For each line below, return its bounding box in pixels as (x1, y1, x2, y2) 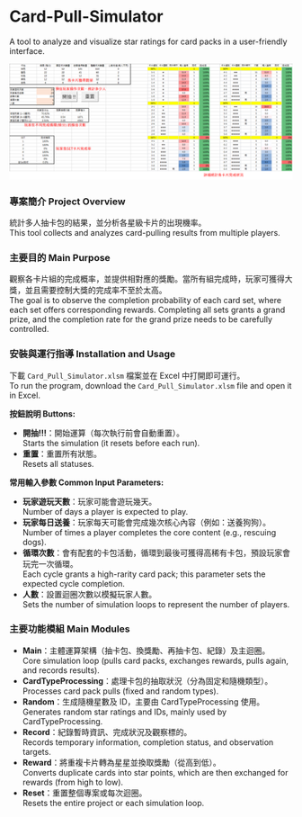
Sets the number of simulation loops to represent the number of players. (22, 598, 290, 609)
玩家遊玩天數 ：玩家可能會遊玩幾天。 (22, 496, 157, 507)
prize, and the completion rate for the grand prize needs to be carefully (9, 314, 272, 325)
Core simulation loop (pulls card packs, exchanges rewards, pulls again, (22, 655, 289, 666)
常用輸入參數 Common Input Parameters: (9, 477, 164, 488)
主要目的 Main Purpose (9, 251, 111, 264)
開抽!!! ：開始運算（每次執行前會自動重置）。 (22, 427, 184, 438)
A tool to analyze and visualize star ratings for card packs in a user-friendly (9, 36, 288, 47)
